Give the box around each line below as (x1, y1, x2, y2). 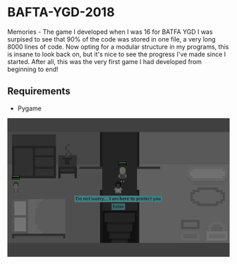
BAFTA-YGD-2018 (7, 4, 115, 20)
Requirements (7, 85, 71, 97)
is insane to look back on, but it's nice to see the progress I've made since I (7, 50, 226, 58)
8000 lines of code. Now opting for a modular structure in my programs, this (7, 42, 229, 51)
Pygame (17, 103, 42, 113)
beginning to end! (7, 65, 59, 73)
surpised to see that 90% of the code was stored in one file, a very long (7, 34, 217, 43)
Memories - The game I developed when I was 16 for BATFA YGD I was (7, 27, 213, 36)
